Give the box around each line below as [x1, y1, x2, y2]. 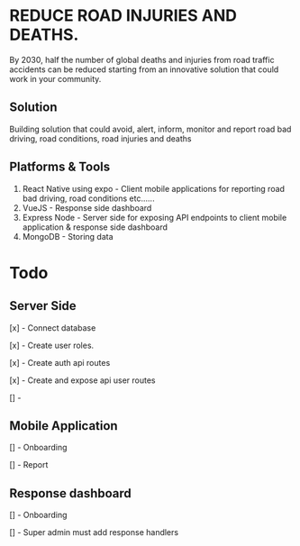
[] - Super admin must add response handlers [9, 527, 178, 538]
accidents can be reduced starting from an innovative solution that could [9, 64, 279, 75]
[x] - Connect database [9, 322, 96, 333]
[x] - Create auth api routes [9, 357, 111, 368]
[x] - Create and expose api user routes [9, 375, 156, 386]
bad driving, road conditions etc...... [22, 193, 155, 204]
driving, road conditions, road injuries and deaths [9, 132, 192, 144]
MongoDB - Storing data [22, 231, 114, 241]
